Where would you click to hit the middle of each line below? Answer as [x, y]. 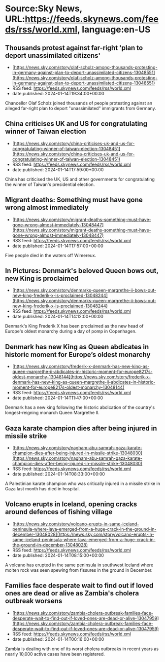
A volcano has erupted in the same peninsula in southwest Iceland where [79, 565]
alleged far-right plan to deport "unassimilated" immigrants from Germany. [81, 108]
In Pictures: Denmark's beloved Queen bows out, [82, 271]
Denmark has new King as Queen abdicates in [77, 347]
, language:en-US [114, 30]
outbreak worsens [34, 601]
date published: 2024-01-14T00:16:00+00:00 [58, 639]
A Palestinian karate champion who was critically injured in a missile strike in [83, 483]
